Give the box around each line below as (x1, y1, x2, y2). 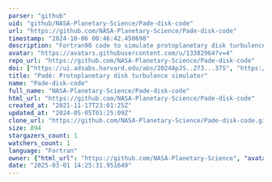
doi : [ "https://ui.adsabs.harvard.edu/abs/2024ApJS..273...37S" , (8, 64, 233, 72)
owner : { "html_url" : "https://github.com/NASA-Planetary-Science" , (8, 154, 241, 162)
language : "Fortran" (8, 147, 79, 155)
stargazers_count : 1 (8, 131, 79, 139)
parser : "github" (8, 11, 67, 20)
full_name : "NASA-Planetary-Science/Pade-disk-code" (8, 86, 190, 95)
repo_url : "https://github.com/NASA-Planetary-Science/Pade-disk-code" (8, 57, 255, 65)
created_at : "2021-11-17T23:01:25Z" (8, 101, 132, 110)
